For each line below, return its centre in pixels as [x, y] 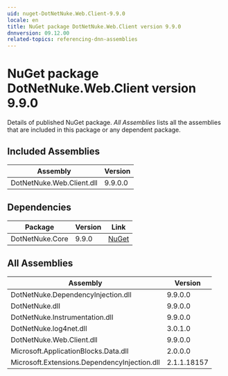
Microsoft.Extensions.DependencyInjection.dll [86, 362]
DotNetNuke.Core [40, 239]
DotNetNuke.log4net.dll [49, 328]
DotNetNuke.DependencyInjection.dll [71, 294]
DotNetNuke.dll [36, 306]
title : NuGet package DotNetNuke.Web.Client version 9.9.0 [94, 26]
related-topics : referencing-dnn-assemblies [72, 40]
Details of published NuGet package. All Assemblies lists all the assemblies [114, 123]
